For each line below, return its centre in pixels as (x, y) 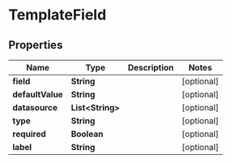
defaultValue (38, 94)
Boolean (87, 134)
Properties (36, 45)
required (29, 134)
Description (151, 68)
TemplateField (58, 15)
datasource (35, 107)
